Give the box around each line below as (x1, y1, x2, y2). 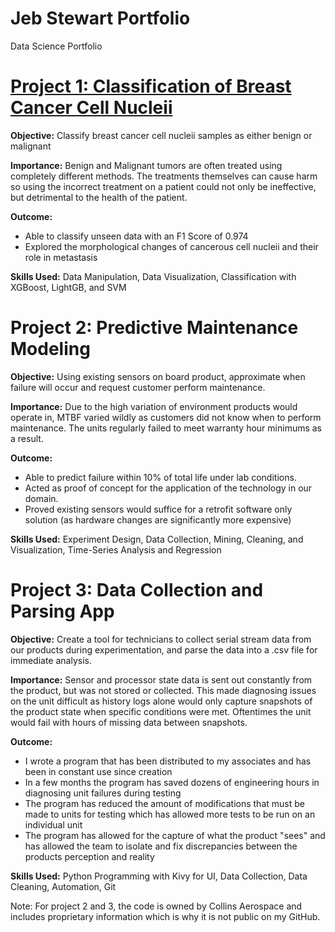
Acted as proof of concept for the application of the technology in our (24, 482, 313, 494)
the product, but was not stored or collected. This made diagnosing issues (10, 684, 317, 696)
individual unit (24, 818, 83, 831)
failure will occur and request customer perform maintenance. (10, 381, 266, 393)
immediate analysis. (10, 654, 92, 666)
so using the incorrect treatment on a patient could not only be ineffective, (10, 180, 317, 192)
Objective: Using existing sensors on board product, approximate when (10, 370, 306, 382)
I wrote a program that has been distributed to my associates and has (24, 755, 312, 767)
